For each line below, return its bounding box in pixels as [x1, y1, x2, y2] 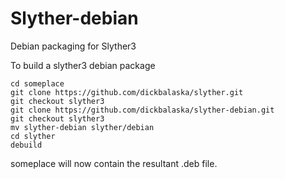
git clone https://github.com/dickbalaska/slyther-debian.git [10, 105, 275, 115]
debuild [10, 140, 43, 150]
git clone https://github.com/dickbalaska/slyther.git [10, 87, 244, 97]
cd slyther [10, 131, 56, 141]
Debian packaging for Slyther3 [10, 40, 137, 52]
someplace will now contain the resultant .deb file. [10, 157, 218, 169]
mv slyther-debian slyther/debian [10, 122, 155, 132]
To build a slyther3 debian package [10, 59, 156, 71]
